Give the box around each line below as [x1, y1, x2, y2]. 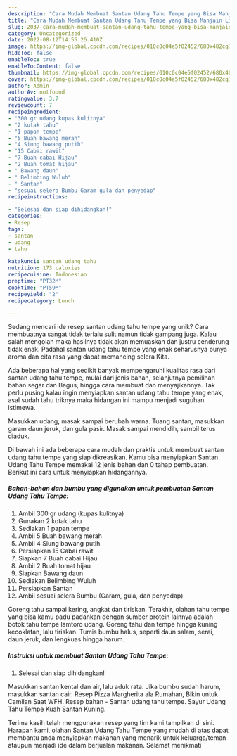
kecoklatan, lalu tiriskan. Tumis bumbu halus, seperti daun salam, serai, [8, 627, 214, 636]
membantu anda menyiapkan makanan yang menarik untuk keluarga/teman [8, 733, 226, 742]
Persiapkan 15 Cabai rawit [18, 546, 94, 556]
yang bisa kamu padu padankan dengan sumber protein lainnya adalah [8, 613, 214, 621]
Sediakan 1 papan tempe [18, 525, 90, 533]
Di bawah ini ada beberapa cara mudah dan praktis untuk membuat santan [8, 446, 224, 454]
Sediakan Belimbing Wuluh [18, 577, 96, 585]
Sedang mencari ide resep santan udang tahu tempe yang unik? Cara [8, 323, 209, 331]
